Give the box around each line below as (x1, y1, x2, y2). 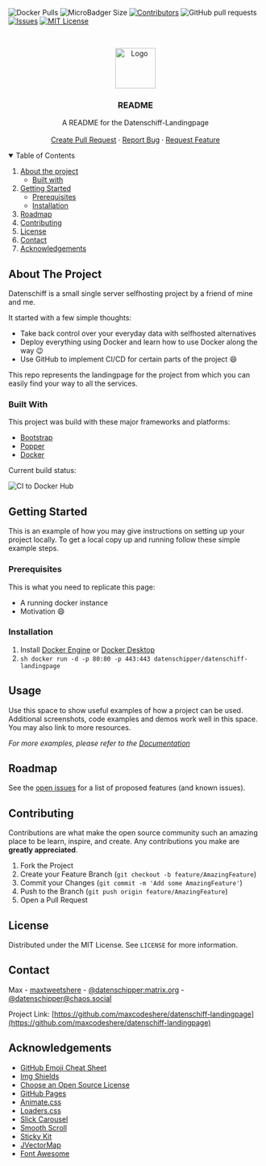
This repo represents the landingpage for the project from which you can (8, 370, 251, 380)
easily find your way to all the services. (8, 378, 139, 388)
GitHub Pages (19, 1088, 67, 1098)
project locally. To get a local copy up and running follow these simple (8, 534, 240, 545)
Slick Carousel (19, 1114, 69, 1124)
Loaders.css (19, 1105, 62, 1115)
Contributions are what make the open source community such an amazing (8, 828, 258, 838)
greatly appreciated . (8, 845, 78, 855)
